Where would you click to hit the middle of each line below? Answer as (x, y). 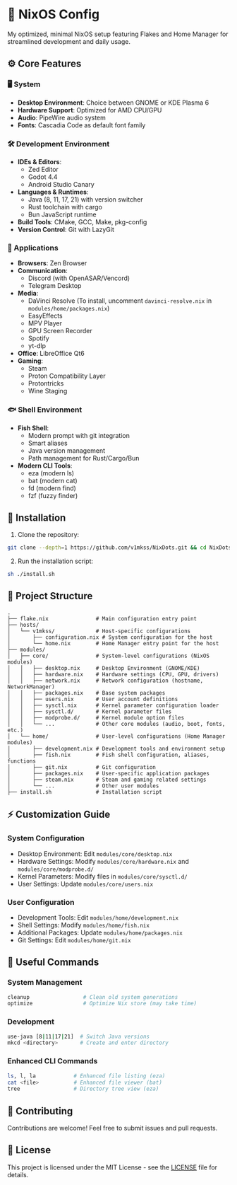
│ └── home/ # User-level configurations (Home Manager (116, 736)
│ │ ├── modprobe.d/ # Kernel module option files (96, 717)
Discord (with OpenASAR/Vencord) (79, 278)
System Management (45, 983)
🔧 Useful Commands (53, 963)
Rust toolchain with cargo (65, 207)
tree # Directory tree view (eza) (83, 1089)
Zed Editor (43, 169)
